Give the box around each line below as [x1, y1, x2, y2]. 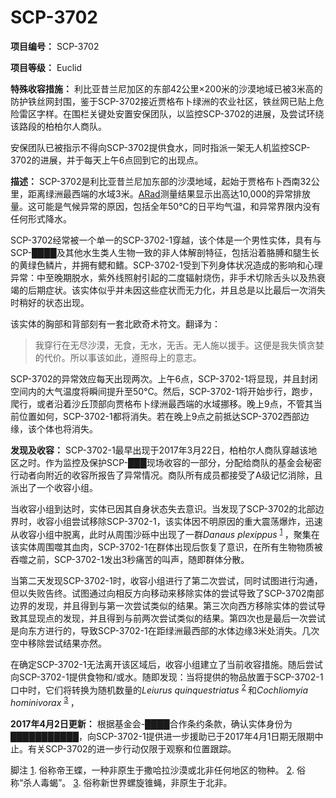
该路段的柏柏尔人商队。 [10, 120, 107, 132]
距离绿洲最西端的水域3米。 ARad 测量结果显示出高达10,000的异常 [27, 187, 294, 200]
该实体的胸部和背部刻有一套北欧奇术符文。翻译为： [10, 317, 221, 330]
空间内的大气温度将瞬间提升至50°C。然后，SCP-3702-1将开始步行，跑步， [10, 385, 318, 397]
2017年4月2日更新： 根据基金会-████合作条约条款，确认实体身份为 [10, 717, 293, 730]
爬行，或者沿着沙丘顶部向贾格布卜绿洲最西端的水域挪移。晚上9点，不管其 [10, 397, 314, 410]
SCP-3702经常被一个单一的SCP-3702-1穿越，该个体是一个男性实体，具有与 [10, 234, 322, 246]
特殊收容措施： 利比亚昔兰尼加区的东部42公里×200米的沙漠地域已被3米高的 [10, 82, 323, 95]
